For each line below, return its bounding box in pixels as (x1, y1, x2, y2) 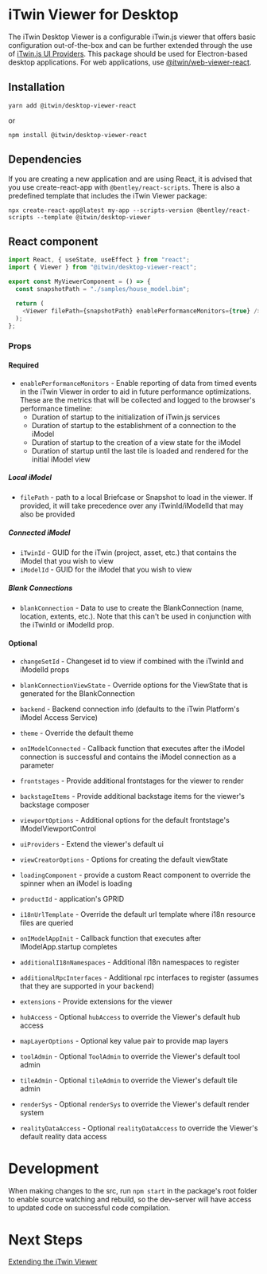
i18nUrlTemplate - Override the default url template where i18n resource (19, 909, 256, 918)
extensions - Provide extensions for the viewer (19, 997, 173, 1006)
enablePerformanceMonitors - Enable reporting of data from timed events (19, 378, 257, 387)
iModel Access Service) (19, 712, 98, 722)
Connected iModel (8, 528, 71, 537)
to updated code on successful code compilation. (8, 1202, 171, 1213)
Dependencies (8, 153, 82, 167)
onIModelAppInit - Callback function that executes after (19, 933, 202, 942)
